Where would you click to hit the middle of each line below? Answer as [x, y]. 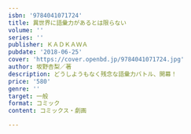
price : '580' [29, 81]
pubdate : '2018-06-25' [45, 52]
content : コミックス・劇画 [48, 111]
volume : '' [26, 30]
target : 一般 [28, 96]
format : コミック [34, 103]
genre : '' [24, 89]
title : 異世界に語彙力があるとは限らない [68, 23]
